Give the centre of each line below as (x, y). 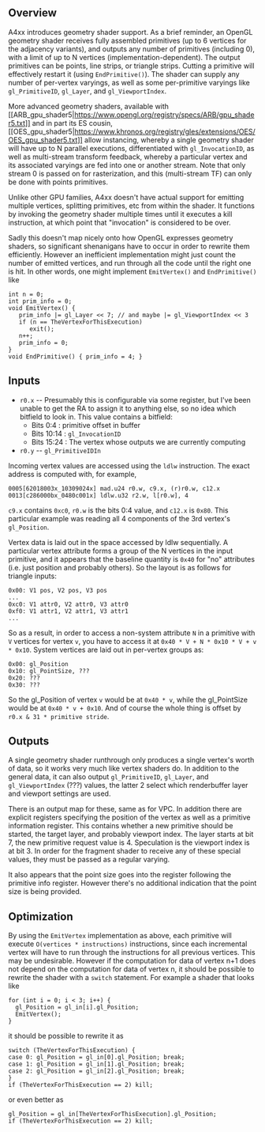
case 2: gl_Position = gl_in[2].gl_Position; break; (97, 1071)
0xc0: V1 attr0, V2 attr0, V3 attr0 (68, 604)
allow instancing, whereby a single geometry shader (169, 140)
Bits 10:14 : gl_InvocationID (76, 433)
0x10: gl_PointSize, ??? (49, 671)
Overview (33, 13)
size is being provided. (45, 892)
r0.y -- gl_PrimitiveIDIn (60, 450)
